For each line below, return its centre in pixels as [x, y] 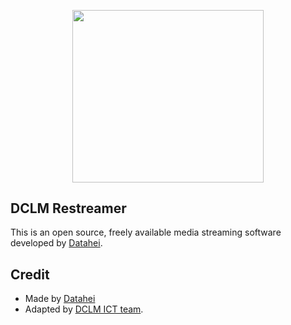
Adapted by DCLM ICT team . [84, 309]
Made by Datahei [60, 299]
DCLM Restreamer [68, 208]
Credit [30, 274]
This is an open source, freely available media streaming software [146, 232]
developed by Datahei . [56, 243]
